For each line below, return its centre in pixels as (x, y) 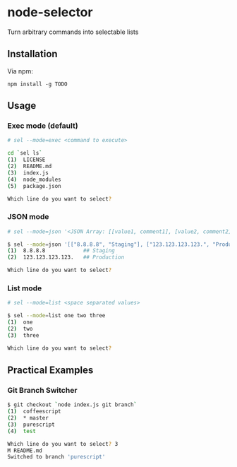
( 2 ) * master (28, 418)
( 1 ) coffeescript (34, 412)
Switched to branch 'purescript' (56, 457)
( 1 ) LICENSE (26, 160)
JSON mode (28, 217)
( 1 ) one (20, 322)
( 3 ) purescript (31, 425)
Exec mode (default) (43, 126)
